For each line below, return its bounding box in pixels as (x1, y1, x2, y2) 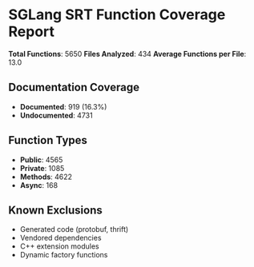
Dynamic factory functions (19, 250, 108, 260)
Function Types (8, 133, 88, 147)
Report (8, 22, 54, 41)
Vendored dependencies (19, 233, 102, 243)
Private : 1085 (19, 163, 65, 173)
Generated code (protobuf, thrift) (19, 225, 129, 234)
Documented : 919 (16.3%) (19, 102, 107, 111)
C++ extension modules (19, 241, 99, 251)
